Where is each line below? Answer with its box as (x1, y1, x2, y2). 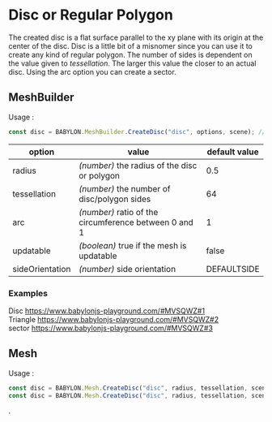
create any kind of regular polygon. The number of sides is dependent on (8, 50, 253, 59)
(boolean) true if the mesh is (78, 239, 187, 251)
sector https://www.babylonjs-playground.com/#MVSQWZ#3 (8, 323, 213, 333)
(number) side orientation (78, 263, 176, 274)
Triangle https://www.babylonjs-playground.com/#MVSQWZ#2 (8, 314, 219, 324)
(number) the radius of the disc (78, 160, 198, 171)
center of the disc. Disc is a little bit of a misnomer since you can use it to (8, 41, 253, 50)
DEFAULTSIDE (206, 263, 260, 274)
